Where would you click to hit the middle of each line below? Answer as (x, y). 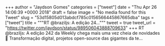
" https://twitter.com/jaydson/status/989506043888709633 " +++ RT (75, 28)
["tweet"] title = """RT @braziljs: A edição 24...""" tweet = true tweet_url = (80, 23)
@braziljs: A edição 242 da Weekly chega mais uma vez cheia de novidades (82, 33)
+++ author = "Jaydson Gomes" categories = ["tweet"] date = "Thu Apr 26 (81, 7)
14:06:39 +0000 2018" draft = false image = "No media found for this (76, 12)
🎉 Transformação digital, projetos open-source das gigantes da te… (74, 38)
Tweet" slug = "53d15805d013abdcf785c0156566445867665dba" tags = (80, 17)
